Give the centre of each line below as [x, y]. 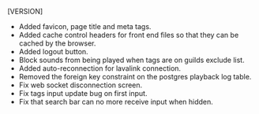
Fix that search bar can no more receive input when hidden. [116, 102]
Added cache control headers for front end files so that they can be [129, 35]
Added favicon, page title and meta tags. [85, 26]
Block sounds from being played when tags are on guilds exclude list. [132, 60]
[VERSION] [25, 11]
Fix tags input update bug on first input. [83, 93]
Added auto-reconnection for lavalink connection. [100, 68]
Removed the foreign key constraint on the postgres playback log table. [135, 77]
